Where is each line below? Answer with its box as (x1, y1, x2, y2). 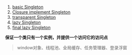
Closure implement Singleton (12, 9, 71, 15)
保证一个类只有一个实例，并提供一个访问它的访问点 (5, 35, 108, 40)
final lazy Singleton (12, 25, 51, 30)
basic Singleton (12, 4, 44, 10)
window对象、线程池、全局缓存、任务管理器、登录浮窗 (17, 45, 128, 50)
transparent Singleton (12, 14, 56, 20)
